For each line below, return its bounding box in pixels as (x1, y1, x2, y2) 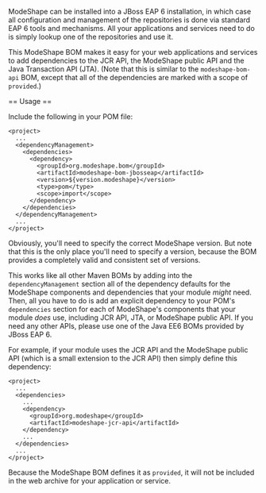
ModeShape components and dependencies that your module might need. (8, 287, 252, 297)
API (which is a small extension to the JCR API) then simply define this (8, 353, 238, 363)
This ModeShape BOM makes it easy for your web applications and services (8, 48, 258, 56)
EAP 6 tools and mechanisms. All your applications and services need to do (8, 24, 256, 33)
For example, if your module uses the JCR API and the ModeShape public (8, 345, 249, 354)
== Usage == (8, 97, 52, 106)
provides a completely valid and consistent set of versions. (8, 256, 201, 264)
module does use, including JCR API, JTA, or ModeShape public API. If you (8, 313, 254, 322)
